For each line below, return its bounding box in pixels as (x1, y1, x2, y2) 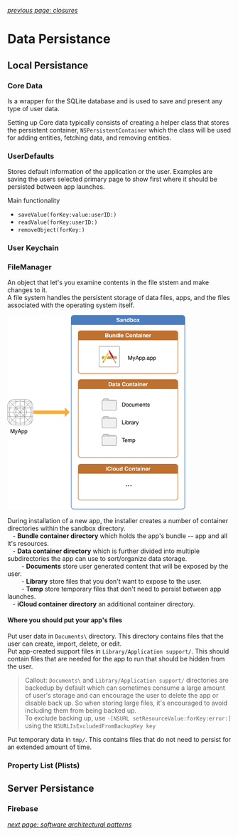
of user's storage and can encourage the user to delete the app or (24, 691, 219, 700)
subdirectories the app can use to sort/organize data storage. (7, 554, 188, 562)
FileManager (7, 262, 52, 272)
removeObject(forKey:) (17, 227, 85, 234)
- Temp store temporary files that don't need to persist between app (21, 584, 222, 593)
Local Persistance (7, 59, 89, 71)
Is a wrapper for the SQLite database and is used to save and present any (7, 96, 222, 105)
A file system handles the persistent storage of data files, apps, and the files (7, 294, 230, 302)
